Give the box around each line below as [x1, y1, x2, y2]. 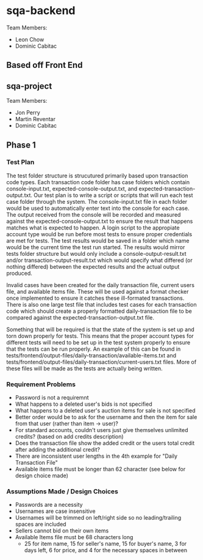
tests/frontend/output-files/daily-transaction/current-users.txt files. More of [6, 358, 197, 365]
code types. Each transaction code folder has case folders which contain [6, 178, 190, 185]
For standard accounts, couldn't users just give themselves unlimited [15, 427, 188, 434]
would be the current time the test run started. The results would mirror [6, 243, 185, 251]
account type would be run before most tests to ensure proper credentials [6, 230, 193, 237]
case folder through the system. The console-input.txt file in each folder [6, 198, 188, 205]
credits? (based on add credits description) [15, 433, 124, 441]
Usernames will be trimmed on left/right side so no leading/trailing [15, 514, 182, 521]
